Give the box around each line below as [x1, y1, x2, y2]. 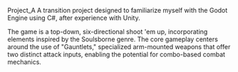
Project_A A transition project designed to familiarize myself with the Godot [7, 6, 228, 14]
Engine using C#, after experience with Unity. [7, 14, 140, 22]
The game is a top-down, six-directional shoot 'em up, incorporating [7, 28, 208, 36]
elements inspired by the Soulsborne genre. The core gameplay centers [7, 35, 219, 43]
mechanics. [7, 58, 41, 66]
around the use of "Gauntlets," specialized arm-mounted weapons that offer [7, 43, 231, 51]
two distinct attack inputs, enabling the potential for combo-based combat [7, 50, 226, 58]
